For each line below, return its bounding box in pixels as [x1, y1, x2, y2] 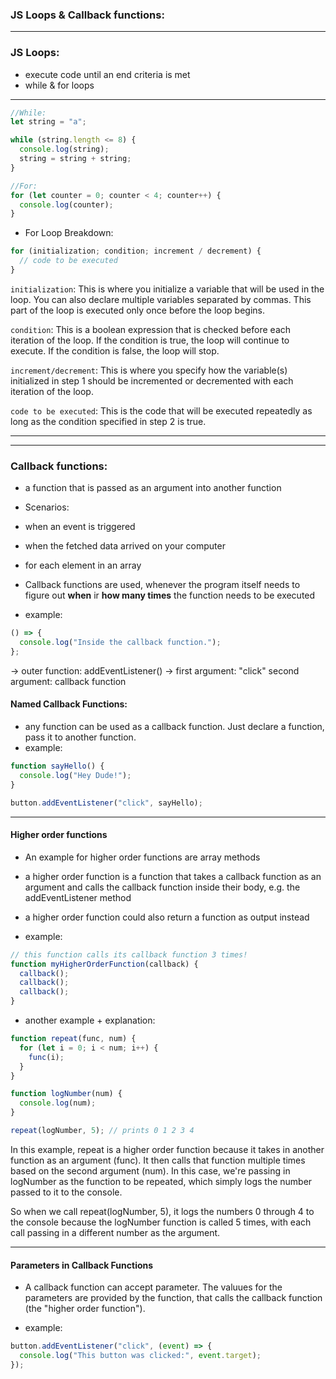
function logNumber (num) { [10, 1089, 123, 1099]
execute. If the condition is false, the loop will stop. [10, 344, 220, 357]
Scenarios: [24, 501, 70, 513]
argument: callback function [10, 675, 127, 687]
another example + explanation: [24, 1014, 156, 1027]
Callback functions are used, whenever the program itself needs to [24, 579, 301, 591]
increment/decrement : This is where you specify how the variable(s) [10, 364, 288, 376]
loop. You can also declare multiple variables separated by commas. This [10, 293, 312, 305]
